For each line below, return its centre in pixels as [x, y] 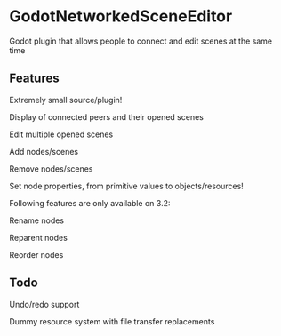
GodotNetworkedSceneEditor [121, 16]
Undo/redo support [44, 304]
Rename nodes [37, 220]
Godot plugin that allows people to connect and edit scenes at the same [141, 41]
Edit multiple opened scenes [61, 134]
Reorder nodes [36, 254]
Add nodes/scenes [44, 151]
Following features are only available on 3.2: [90, 203]
